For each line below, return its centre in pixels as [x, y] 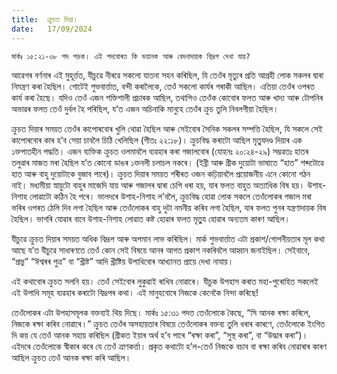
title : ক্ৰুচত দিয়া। [45, 19]
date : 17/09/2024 [52, 29]
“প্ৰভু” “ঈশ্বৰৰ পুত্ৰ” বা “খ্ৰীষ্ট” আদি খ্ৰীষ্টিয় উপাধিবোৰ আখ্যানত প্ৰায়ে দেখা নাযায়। [122, 261]
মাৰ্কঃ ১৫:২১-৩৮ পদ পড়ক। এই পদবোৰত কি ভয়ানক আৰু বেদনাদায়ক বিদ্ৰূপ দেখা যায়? [131, 56]
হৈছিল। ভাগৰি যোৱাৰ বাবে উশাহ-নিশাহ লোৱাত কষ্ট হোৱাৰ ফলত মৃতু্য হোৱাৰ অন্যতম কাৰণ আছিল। [151, 218]
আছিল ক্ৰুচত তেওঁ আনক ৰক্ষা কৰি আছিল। [71, 357]
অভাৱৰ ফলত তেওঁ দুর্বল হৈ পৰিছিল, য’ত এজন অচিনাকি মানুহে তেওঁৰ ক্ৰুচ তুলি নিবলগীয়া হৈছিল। [145, 108]
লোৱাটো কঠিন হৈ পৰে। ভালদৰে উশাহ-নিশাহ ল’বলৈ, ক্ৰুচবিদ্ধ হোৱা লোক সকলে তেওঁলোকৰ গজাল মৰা [170, 196]
